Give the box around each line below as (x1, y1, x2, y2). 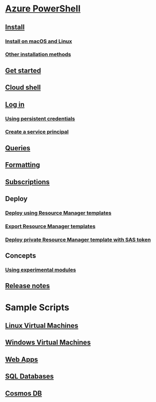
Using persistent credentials (5, 115, 76, 122)
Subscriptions (5, 178, 50, 186)
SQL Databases (5, 372, 54, 381)
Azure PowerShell (5, 3, 81, 14)
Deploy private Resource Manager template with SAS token (5, 236, 151, 243)
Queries (5, 144, 31, 152)
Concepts (5, 252, 36, 260)
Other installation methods (5, 51, 71, 58)
